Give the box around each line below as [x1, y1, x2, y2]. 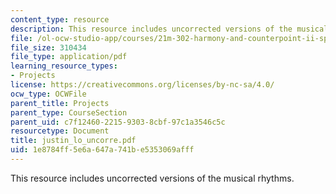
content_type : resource [10, 14, 110, 25]
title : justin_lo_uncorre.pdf [10, 136, 137, 146]
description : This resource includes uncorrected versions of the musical [10, 24, 329, 34]
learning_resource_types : [10, 61, 118, 71]
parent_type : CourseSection [10, 107, 128, 118]
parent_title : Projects [10, 98, 110, 108]
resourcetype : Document [10, 126, 110, 136]
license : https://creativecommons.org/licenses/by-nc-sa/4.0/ [10, 80, 275, 90]
